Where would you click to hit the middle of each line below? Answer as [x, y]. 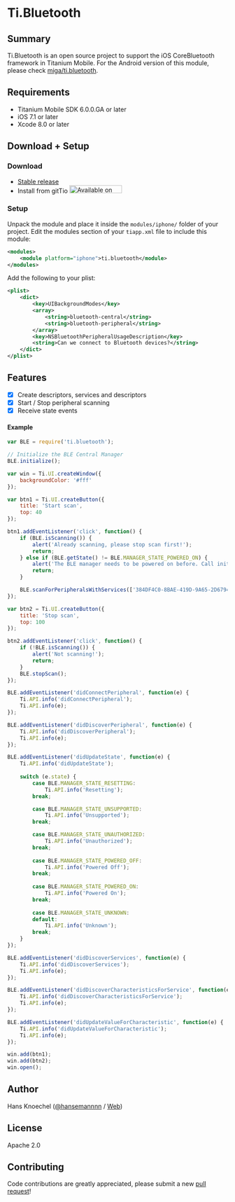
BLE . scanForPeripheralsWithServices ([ [76, 590]
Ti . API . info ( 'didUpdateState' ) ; [67, 764]
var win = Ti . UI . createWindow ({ [54, 474]
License [25, 1128]
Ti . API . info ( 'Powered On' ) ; [86, 893]
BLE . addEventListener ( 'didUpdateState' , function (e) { [89, 757]
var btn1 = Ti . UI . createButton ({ [56, 499]
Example [20, 427]
